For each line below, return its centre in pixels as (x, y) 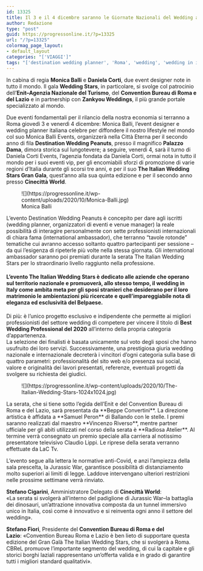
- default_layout (28, 51)
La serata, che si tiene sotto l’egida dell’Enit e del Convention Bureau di (95, 404)
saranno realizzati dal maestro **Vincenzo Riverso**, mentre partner (92, 423)
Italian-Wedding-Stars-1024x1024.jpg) (69, 392)
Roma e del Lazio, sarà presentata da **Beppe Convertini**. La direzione (97, 410)
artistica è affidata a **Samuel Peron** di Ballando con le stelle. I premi (95, 417)
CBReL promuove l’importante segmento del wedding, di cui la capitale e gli (100, 548)
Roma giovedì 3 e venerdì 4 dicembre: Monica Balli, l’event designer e (93, 124)
